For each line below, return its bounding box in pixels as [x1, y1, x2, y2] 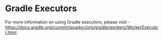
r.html [5, 29, 17, 35]
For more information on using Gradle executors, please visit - [5, 19, 130, 25]
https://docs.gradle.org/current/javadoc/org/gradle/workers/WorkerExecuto [5, 24, 158, 30]
